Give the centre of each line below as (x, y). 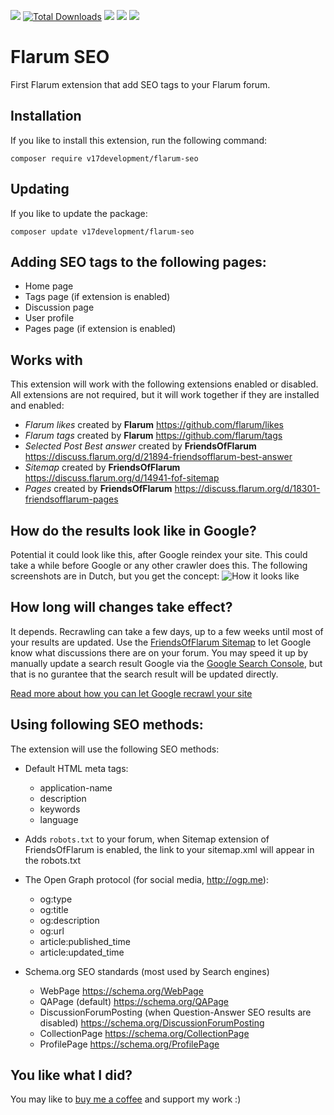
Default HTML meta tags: (76, 768)
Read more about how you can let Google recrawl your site (131, 693)
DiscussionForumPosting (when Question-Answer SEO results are (175, 1012)
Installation (46, 116)
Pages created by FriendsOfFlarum (98, 489)
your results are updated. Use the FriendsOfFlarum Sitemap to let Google (161, 642)
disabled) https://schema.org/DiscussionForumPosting (152, 1022)
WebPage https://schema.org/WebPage (121, 991)
